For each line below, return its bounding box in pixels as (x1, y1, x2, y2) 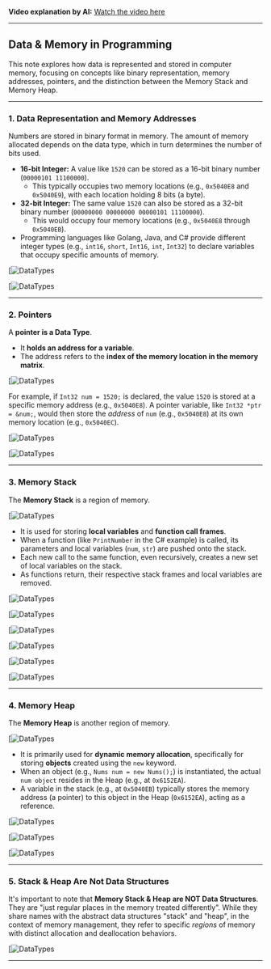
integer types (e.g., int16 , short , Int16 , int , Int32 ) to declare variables (19, 242, 255, 252)
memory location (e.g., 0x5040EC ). (8, 417, 119, 427)
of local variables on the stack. (19, 561, 123, 570)
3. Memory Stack (8, 476, 77, 488)
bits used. (8, 149, 42, 159)
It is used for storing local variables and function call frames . (19, 526, 227, 536)
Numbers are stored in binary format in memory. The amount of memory (8, 131, 248, 141)
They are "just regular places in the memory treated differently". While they (8, 903, 258, 912)
